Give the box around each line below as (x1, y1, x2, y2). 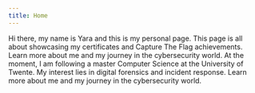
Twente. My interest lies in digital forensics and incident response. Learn (8, 67, 248, 76)
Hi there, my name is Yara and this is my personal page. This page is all (8, 33, 243, 43)
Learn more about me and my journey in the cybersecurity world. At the (8, 50, 245, 60)
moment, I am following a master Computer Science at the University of (8, 59, 244, 68)
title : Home (8, 11, 48, 20)
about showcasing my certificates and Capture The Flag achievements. (8, 41, 243, 52)
